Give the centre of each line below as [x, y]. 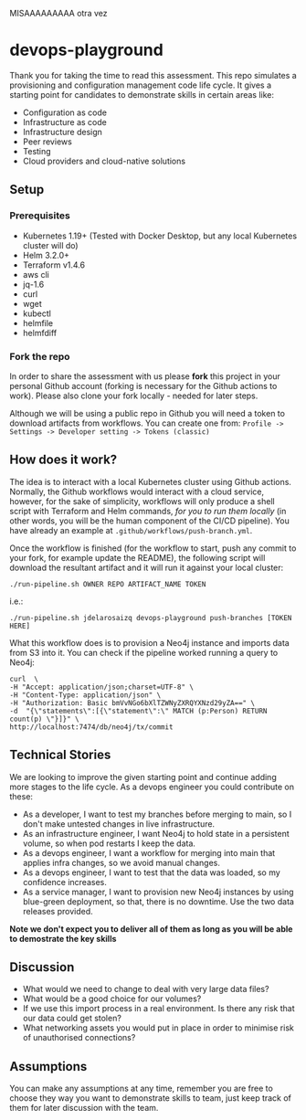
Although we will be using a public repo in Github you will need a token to [148, 413]
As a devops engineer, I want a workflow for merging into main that [149, 852]
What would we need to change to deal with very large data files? [146, 989]
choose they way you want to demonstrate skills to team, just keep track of [151, 1098]
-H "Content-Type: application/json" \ [85, 695]
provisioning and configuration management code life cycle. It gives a [141, 85]
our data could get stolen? [72, 1019]
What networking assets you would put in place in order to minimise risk [158, 1028]
